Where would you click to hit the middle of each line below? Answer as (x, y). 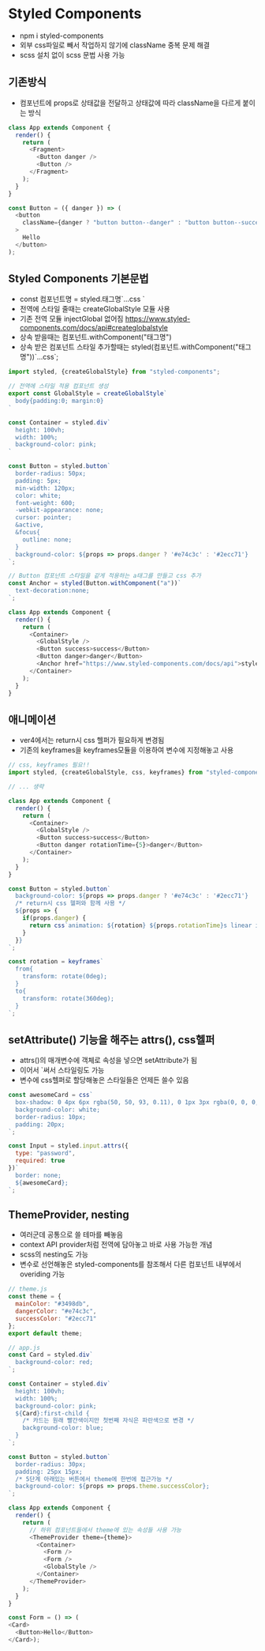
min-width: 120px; (46, 488)
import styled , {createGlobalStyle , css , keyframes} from (105, 773)
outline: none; (47, 539)
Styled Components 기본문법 (78, 279)
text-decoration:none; (52, 591)
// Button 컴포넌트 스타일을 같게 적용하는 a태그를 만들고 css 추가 (105, 576)
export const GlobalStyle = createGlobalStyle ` (88, 394)
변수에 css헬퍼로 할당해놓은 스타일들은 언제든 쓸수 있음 (104, 1080)
